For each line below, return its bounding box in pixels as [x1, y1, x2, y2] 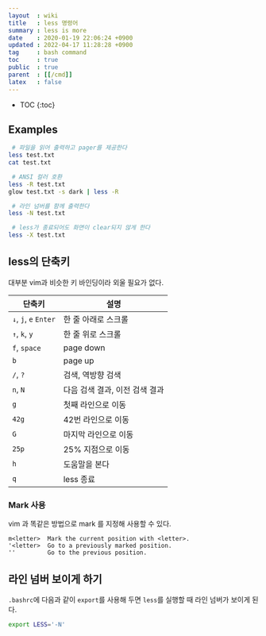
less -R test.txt [8, 180, 66, 188]
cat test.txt [8, 159, 52, 167]
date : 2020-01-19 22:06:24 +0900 [8, 33, 133, 42]
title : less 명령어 [8, 19, 79, 27]
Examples [8, 122, 58, 136]
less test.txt [8, 152, 56, 160]
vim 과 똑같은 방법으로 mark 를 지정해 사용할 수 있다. [8, 519, 172, 529]
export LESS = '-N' [8, 620, 66, 628]
